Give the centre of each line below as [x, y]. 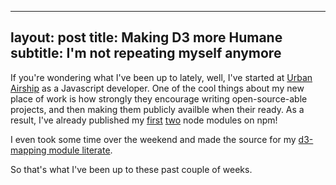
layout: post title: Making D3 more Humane [146, 37]
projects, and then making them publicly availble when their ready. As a [157, 109]
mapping [28, 150]
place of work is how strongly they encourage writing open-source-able [159, 98]
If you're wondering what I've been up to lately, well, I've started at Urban [161, 77]
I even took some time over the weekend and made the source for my [153, 139]
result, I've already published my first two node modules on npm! [144, 120]
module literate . [80, 150]
